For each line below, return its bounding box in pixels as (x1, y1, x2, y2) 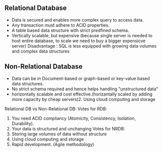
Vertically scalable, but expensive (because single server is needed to (11, 32, 153, 38)
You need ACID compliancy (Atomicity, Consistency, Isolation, (11, 115, 136, 121)
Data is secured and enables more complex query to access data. (11, 17, 144, 23)
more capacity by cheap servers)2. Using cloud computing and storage (11, 96, 156, 102)
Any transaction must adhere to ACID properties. (11, 22, 110, 28)
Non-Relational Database (4, 62, 83, 71)
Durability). (11, 120, 34, 127)
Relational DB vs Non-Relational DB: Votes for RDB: (4, 105, 107, 112)
